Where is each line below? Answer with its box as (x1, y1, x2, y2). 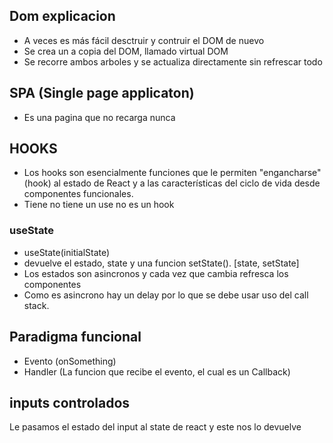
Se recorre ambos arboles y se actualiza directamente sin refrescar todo (23, 55, 323, 68)
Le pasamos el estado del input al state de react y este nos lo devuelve (9, 421, 302, 433)
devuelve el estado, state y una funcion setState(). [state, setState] (23, 257, 300, 269)
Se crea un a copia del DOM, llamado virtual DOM (23, 45, 229, 57)
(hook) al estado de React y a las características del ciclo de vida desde (23, 177, 321, 189)
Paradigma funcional (9, 329, 142, 346)
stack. (23, 299, 50, 311)
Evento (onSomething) (23, 355, 117, 367)
